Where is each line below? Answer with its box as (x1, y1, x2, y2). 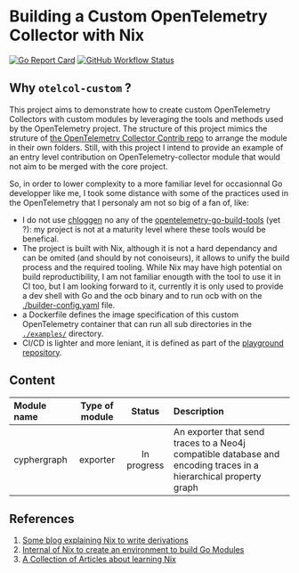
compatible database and (173, 447, 280, 460)
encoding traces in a (173, 459, 260, 471)
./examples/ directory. (21, 328, 104, 339)
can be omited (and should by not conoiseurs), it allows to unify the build (21, 252, 290, 263)
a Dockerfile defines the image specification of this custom (21, 309, 238, 320)
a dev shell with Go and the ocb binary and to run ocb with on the (21, 290, 263, 300)
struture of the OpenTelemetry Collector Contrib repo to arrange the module (9, 132, 287, 143)
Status (131, 405, 160, 417)
